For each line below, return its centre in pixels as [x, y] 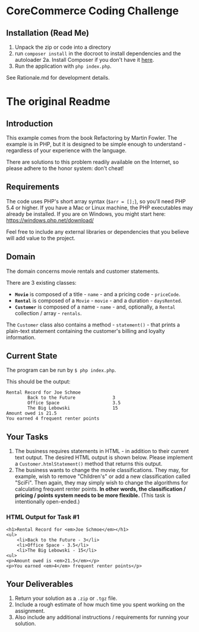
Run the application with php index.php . [63, 66]
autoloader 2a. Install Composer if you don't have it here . [84, 60]
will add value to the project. [41, 238]
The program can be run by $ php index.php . [61, 370]
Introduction [30, 123]
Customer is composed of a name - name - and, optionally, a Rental [95, 307]
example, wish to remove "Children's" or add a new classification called [102, 476]
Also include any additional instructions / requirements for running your [102, 617]
